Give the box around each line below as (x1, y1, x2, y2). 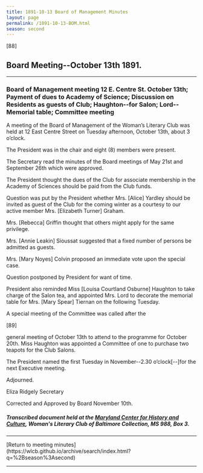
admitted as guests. (6, 244, 56, 251)
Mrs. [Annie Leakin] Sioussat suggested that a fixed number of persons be (6, 237, 192, 244)
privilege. (6, 226, 30, 233)
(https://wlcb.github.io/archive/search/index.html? (6, 448, 131, 455)
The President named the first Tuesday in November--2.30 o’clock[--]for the (6, 358, 196, 366)
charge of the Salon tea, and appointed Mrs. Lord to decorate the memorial (6, 292, 193, 299)
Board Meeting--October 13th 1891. (6, 60, 142, 70)
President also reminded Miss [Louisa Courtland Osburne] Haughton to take (6, 286, 195, 293)
